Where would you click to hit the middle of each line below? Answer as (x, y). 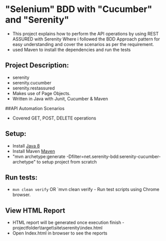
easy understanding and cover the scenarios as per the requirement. (83, 44)
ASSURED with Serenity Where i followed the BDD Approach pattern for (86, 39)
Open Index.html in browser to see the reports (60, 233)
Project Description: (37, 65)
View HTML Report (35, 210)
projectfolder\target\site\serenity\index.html (57, 228)
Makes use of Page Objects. (41, 93)
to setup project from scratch (67, 161)
